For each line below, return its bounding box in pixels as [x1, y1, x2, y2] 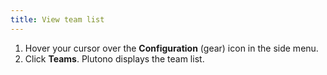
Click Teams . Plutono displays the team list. [24, 52, 205, 65]
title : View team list [10, 14, 105, 25]
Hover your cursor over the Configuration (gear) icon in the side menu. [24, 42, 319, 54]
